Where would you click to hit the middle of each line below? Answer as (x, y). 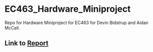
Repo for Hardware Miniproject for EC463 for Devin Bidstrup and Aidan (76, 23)
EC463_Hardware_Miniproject (68, 9)
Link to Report (27, 43)
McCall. (12, 27)
